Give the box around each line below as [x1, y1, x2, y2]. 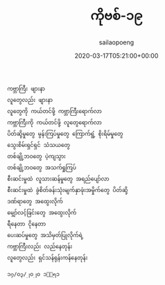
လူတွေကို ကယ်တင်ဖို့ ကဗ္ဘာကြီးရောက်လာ [7, 107, 102, 114]
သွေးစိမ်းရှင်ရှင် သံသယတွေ [7, 141, 71, 148]
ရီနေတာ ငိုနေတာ [7, 221, 46, 227]
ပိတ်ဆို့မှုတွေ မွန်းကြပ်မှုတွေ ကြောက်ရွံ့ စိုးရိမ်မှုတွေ [7, 130, 123, 137]
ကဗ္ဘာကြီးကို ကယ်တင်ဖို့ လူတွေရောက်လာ [7, 119, 102, 126]
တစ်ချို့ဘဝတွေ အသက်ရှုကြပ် [7, 164, 76, 171]
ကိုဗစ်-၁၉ [90, 8, 143, 24]
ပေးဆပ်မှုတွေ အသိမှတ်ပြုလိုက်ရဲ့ [7, 232, 84, 239]
